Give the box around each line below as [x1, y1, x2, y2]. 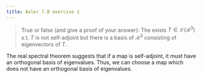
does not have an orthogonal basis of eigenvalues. [6, 65, 132, 72]
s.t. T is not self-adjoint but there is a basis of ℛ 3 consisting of [21, 33, 177, 41]
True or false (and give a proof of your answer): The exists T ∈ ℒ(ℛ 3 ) [21, 25, 195, 34]
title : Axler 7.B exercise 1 [6, 8, 80, 15]
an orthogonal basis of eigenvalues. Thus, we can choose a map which [6, 58, 183, 66]
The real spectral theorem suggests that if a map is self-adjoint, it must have [6, 52, 197, 59]
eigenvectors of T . [21, 40, 67, 48]
